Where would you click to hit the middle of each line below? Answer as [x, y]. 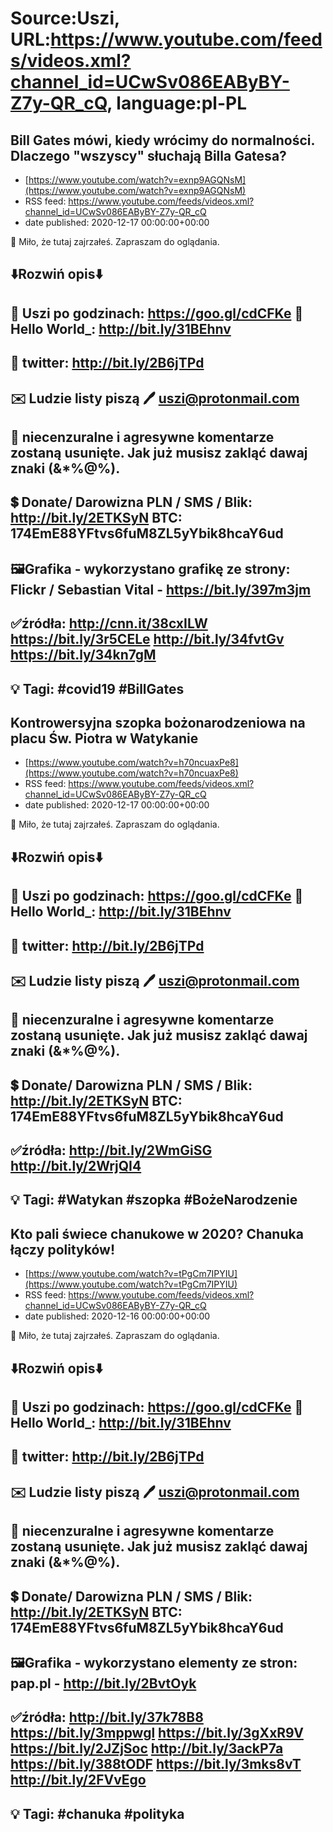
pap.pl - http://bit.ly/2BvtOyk [103, 1683]
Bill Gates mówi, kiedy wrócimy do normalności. [162, 140]
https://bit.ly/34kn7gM [83, 655]
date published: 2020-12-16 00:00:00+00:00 [117, 1316]
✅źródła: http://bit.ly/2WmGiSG [111, 1150]
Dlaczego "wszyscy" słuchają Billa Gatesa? [148, 155]
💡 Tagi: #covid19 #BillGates [97, 688]
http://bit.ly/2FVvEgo [78, 1780]
